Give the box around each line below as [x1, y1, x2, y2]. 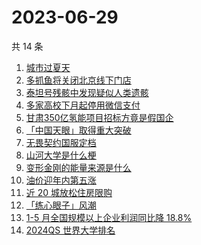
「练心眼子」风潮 [25, 199, 97, 211]
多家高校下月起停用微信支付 [25, 99, 141, 111]
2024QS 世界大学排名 [25, 224, 116, 236]
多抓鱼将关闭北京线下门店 [25, 74, 132, 86]
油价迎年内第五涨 [25, 174, 97, 186]
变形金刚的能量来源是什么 [25, 161, 132, 173]
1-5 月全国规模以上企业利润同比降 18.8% [25, 211, 193, 223]
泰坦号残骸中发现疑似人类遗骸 [25, 86, 149, 98]
